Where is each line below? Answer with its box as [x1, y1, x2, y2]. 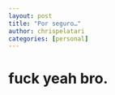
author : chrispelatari [8, 27, 85, 35]
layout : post [8, 11, 53, 20]
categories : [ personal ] [8, 34, 89, 43]
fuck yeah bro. [8, 70, 109, 88]
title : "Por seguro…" [8, 19, 82, 28]
